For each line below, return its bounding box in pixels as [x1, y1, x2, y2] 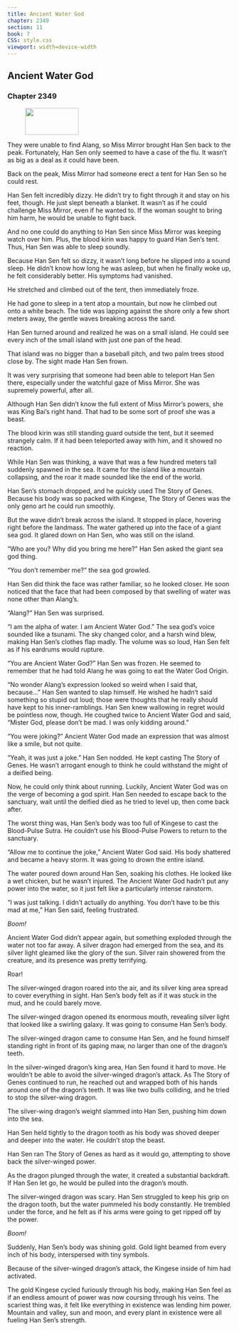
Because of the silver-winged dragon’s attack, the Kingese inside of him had [7, 1264, 231, 1273]
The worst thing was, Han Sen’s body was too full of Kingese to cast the [7, 819, 218, 827]
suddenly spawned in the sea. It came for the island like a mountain [7, 465, 205, 474]
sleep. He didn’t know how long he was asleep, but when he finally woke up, [7, 264, 231, 272]
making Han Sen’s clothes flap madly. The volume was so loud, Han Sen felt [7, 637, 230, 646]
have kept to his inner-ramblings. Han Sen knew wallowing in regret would [7, 703, 225, 711]
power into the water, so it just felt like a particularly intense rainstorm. [7, 884, 213, 893]
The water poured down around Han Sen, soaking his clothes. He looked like [7, 869, 232, 877]
